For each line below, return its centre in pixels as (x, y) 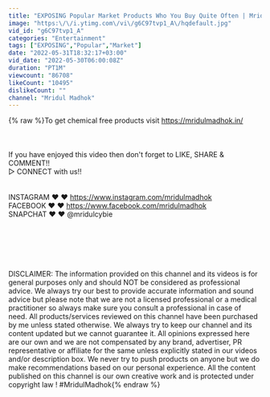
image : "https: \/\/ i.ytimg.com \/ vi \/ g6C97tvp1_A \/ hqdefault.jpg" (120, 23)
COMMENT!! (29, 163)
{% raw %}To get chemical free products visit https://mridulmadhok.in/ (126, 120)
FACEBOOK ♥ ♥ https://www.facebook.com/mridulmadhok (108, 206)
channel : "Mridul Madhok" (51, 98)
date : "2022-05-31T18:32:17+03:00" (68, 53)
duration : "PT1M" (37, 68)
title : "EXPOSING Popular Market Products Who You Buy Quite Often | (127, 16)
